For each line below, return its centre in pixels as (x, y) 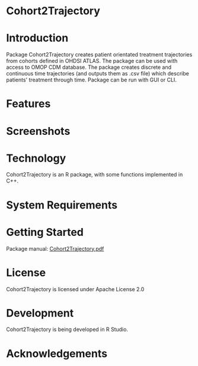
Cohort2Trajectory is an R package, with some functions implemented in (95, 175)
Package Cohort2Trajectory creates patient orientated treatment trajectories (99, 55)
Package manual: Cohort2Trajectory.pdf (55, 248)
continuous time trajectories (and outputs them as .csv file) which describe (98, 74)
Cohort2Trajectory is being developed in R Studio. (67, 329)
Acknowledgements (57, 353)
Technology (36, 158)
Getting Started (45, 232)
